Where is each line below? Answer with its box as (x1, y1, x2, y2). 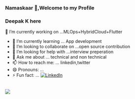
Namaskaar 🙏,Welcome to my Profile (5, 4, 95, 11)
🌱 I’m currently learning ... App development (12, 38, 102, 44)
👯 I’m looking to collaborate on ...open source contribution (12, 44, 131, 50)
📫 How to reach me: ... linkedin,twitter (12, 60, 91, 66)
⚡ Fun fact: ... (12, 72, 39, 78)
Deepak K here (5, 17, 41, 24)
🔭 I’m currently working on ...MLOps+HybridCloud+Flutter (5, 29, 123, 35)
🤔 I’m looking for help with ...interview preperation (12, 49, 114, 55)
